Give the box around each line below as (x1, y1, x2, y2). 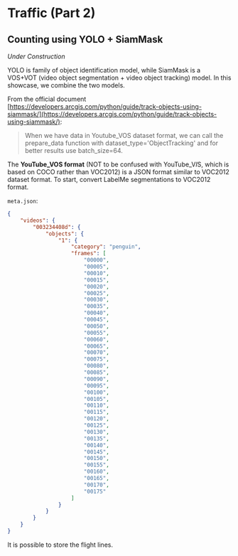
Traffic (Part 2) (7, 5, 96, 21)
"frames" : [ (70, 250, 107, 257)
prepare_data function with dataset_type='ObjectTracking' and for (24, 139, 219, 147)
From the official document (7, 95, 87, 103)
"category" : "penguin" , (70, 243, 141, 250)
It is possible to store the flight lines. (7, 540, 114, 549)
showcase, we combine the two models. (7, 81, 126, 90)
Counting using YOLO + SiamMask (7, 33, 163, 46)
